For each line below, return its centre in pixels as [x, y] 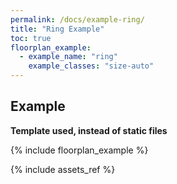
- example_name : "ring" [68, 57]
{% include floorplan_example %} [79, 150]
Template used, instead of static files [89, 130]
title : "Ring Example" [57, 29]
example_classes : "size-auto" [91, 66]
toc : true [31, 38]
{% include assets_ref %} [63, 169]
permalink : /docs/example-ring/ [77, 19]
